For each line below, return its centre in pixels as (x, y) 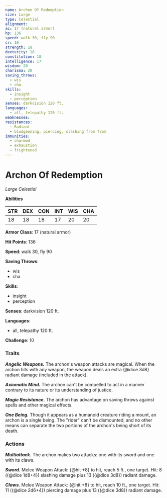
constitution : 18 (23, 57)
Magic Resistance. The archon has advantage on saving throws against (80, 400)
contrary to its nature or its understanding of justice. (59, 390)
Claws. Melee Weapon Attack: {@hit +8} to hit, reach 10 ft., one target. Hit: (82, 485)
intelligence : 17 (23, 61)
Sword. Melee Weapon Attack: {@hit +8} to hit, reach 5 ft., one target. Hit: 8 (83, 470)
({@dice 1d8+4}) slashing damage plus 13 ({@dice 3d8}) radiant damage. (81, 475)
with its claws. (20, 460)
